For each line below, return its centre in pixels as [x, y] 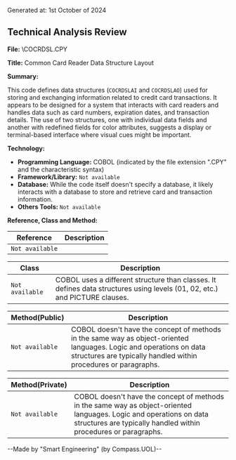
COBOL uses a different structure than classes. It [136, 280]
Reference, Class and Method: [53, 220]
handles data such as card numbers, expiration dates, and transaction [108, 112]
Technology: [26, 148]
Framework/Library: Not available [69, 177]
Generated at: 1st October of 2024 [57, 10]
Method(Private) [39, 384]
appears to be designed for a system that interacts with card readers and [113, 105]
